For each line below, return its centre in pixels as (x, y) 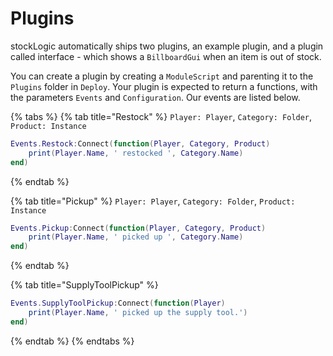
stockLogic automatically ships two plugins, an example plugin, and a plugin (167, 46)
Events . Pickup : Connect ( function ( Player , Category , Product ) (138, 228)
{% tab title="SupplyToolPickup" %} (84, 285)
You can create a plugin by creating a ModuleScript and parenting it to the (162, 76)
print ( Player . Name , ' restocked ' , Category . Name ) (136, 153)
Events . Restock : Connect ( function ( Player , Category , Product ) (140, 143)
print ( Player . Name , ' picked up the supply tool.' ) (138, 313)
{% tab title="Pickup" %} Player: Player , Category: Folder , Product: (153, 201)
